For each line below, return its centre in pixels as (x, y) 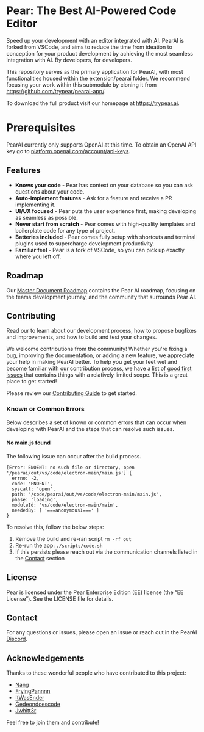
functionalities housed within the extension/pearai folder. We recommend (98, 78)
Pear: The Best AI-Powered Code (91, 11)
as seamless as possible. (46, 217)
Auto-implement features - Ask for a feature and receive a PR (93, 198)
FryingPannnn (33, 691)
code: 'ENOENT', (32, 484)
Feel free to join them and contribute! (53, 723)
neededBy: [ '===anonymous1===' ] (55, 510)
